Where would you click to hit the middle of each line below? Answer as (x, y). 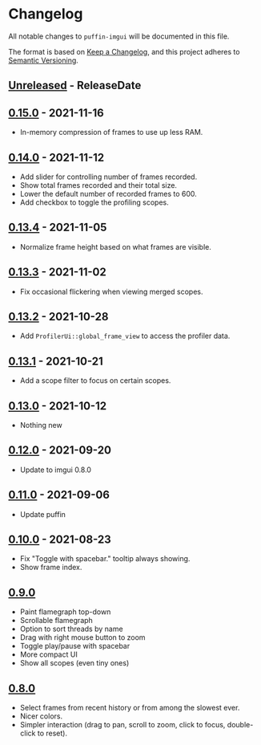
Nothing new (41, 425)
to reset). (52, 733)
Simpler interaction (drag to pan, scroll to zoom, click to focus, (122, 725)
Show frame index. (51, 568)
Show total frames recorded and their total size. (98, 185)
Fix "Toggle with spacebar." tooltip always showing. (105, 559)
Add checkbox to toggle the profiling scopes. (94, 202)
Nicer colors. (41, 716)
